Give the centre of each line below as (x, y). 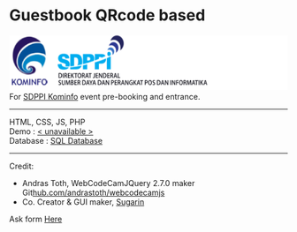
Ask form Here (36, 219)
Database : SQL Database (56, 140)
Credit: (22, 166)
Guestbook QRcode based (107, 15)
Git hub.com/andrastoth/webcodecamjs (93, 192)
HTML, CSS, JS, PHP (47, 122)
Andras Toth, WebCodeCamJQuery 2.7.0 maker (108, 183)
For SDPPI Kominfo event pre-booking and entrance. (105, 96)
